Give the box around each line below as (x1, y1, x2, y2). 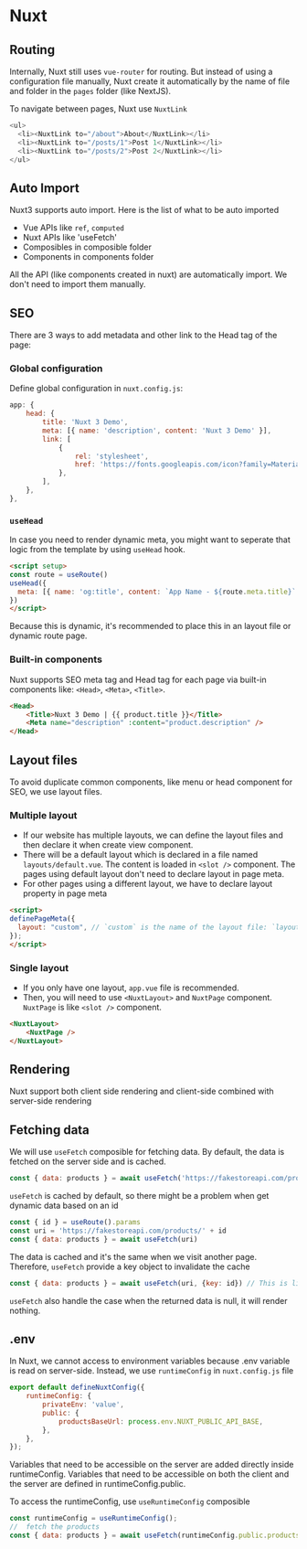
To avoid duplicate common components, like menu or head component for (9, 776, 293, 787)
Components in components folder (22, 251, 154, 262)
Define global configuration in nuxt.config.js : (9, 383, 184, 394)
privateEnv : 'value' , (42, 1400, 125, 1409)
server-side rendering (9, 1095, 92, 1106)
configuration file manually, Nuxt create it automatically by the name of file (9, 76, 291, 87)
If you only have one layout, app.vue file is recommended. (22, 982, 239, 993)
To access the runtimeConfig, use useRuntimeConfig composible (9, 1496, 250, 1507)
